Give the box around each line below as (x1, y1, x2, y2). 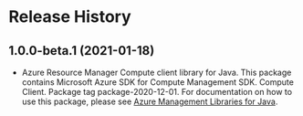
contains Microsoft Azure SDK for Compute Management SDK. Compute (21, 77, 294, 88)
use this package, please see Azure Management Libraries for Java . (21, 96, 278, 107)
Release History (8, 6, 131, 27)
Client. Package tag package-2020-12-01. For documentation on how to (21, 87, 293, 97)
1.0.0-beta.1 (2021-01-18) (8, 43, 155, 58)
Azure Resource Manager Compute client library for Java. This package (21, 67, 292, 78)
